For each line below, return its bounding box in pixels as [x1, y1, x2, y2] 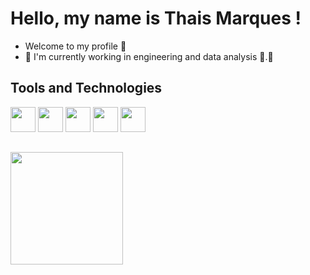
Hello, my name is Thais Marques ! [10, 7, 302, 30]
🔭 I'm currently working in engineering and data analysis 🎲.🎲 [24, 50, 274, 62]
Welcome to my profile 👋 [24, 40, 127, 52]
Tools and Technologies [10, 80, 163, 97]
